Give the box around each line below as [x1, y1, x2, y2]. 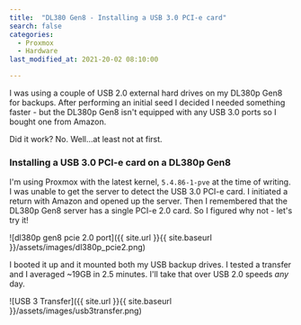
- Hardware [17, 47, 58, 56]
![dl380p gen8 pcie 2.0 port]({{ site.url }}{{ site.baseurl [9, 232, 213, 243]
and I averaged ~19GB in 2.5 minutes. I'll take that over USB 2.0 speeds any [9, 269, 289, 280]
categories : [9, 30, 54, 39]
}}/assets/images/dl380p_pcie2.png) [9, 242, 146, 253]
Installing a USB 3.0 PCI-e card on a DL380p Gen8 [9, 156, 232, 168]
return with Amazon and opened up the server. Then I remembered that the [9, 195, 288, 207]
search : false [9, 22, 63, 31]
